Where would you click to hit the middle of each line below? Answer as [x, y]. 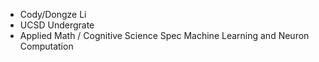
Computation [46, 46]
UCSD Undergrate [57, 25]
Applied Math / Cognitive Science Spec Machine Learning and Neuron [164, 35]
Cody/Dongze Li [53, 14]
